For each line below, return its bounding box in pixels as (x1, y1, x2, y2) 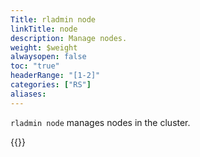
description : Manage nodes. (10, 33, 128, 43)
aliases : (10, 89, 47, 99)
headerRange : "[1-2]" (10, 71, 101, 81)
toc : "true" (10, 61, 60, 71)
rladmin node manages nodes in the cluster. (10, 116, 191, 128)
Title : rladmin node (10, 14, 97, 25)
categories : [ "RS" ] (10, 80, 92, 90)
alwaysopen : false (10, 52, 87, 62)
